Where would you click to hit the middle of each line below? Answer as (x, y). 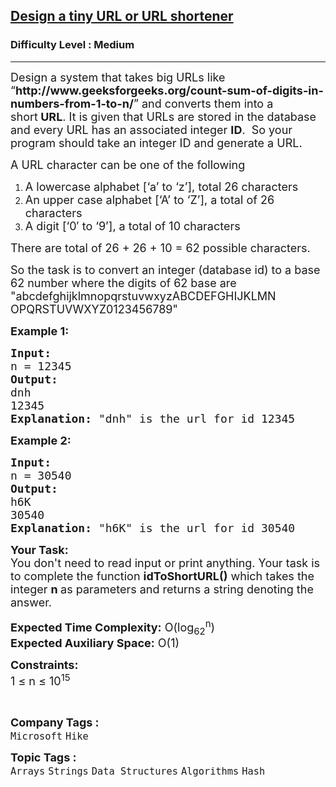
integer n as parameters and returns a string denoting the (162, 589)
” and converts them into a (203, 103)
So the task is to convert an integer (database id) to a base (165, 269)
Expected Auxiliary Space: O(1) (95, 643)
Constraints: (44, 665)
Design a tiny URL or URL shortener (122, 16)
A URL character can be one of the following (128, 164)
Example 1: (40, 331)
